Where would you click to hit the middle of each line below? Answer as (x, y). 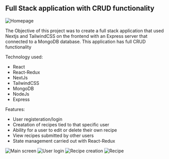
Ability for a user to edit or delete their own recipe (65, 130)
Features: (15, 109)
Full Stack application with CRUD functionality (80, 8)
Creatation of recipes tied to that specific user (61, 124)
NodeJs (21, 94)
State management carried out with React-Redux (64, 141)
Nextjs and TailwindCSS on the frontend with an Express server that (76, 36)
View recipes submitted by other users (53, 135)
